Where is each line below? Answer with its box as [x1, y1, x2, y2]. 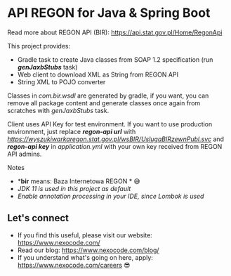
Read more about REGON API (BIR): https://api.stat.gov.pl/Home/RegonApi [7, 28, 223, 37]
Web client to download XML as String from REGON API [17, 70, 179, 79]
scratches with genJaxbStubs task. [7, 106, 110, 114]
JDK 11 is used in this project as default [17, 184, 131, 192]
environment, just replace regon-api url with [7, 127, 136, 136]
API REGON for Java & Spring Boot [7, 5, 211, 21]
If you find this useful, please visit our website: [17, 230, 152, 239]
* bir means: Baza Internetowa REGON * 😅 [17, 177, 140, 185]
